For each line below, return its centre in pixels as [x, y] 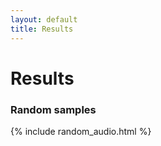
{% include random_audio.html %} [81, 131]
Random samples [53, 109]
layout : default [44, 19]
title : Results [42, 29]
